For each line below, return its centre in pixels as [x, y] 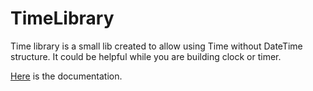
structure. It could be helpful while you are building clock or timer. [146, 56]
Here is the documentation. [66, 76]
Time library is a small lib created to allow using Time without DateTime [156, 46]
